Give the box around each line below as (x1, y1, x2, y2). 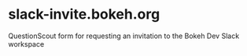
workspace (8, 39, 45, 48)
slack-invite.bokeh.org (8, 5, 160, 23)
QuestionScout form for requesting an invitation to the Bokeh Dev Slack (8, 31, 240, 40)
